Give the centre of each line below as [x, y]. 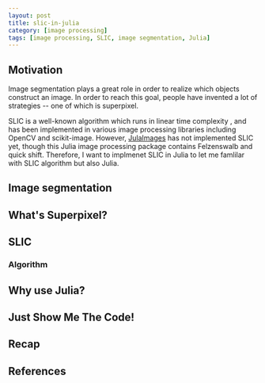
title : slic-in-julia [44, 23]
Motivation [36, 69]
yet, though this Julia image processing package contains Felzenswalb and [131, 147]
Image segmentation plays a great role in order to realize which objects [124, 89]
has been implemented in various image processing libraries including [122, 130]
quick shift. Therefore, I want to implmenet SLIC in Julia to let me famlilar [127, 155]
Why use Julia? [47, 290]
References [37, 371]
